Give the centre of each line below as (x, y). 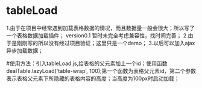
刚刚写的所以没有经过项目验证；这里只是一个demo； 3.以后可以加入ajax (106, 43)
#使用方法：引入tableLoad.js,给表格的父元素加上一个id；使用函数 (87, 63)
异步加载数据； (25, 50)
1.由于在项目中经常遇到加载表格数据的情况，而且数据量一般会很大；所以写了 (100, 28)
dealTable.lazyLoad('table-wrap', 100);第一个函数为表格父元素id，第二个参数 (101, 71)
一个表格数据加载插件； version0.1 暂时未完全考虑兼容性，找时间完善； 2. (97, 35)
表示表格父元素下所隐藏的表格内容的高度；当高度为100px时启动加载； (93, 78)
